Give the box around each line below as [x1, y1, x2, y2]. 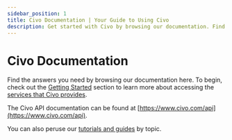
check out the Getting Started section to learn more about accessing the [7, 83, 214, 91]
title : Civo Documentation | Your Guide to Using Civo [7, 17, 169, 24]
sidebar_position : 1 [7, 10, 67, 17]
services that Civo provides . [7, 91, 88, 99]
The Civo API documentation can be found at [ [7, 104, 140, 112]
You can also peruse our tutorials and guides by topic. [7, 125, 162, 133]
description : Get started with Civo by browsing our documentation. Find [7, 23, 226, 30]
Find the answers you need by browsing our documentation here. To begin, [7, 76, 222, 84]
